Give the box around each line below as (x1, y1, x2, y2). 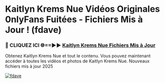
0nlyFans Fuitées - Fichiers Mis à (5, 14, 143, 25)
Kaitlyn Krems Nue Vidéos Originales (5, 3, 160, 15)
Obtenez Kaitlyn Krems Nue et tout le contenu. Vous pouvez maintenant (5, 53, 151, 59)
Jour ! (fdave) (5, 25, 62, 35)
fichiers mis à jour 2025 (5, 63, 53, 69)
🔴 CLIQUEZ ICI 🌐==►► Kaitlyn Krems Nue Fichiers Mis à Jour (5, 42, 156, 49)
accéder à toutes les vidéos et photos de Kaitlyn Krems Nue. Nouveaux (5, 58, 150, 64)
